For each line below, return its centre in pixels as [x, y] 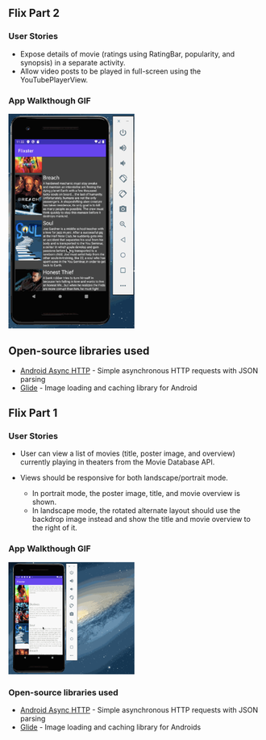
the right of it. [55, 528]
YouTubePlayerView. [54, 79]
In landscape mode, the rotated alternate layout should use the [136, 511]
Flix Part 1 [33, 413]
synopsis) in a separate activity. [73, 62]
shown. [44, 502]
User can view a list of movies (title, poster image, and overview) [128, 454]
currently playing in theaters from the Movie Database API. [117, 462]
